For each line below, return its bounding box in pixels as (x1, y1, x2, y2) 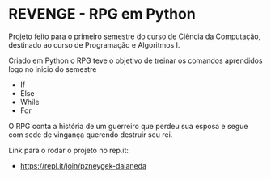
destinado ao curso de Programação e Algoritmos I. (8, 40, 180, 49)
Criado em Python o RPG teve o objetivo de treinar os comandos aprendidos (8, 56, 263, 65)
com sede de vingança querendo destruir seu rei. (8, 130, 173, 139)
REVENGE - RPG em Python (8, 5, 196, 23)
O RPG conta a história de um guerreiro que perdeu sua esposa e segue (8, 121, 248, 131)
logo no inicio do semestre (8, 64, 97, 73)
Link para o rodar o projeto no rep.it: (8, 145, 129, 155)
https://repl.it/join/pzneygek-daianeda (19, 160, 147, 170)
